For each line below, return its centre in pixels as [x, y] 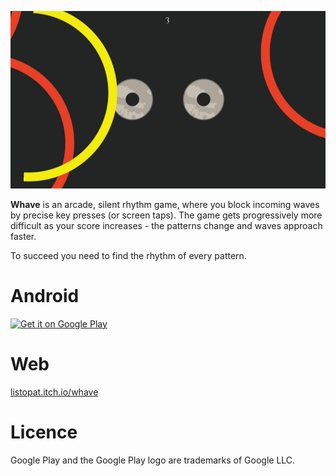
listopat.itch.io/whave [54, 392]
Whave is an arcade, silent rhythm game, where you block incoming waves [165, 204]
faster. [23, 236]
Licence [44, 432]
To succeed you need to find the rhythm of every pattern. [128, 255]
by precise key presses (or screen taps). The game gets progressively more [166, 215]
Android [45, 295]
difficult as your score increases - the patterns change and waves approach [166, 225]
